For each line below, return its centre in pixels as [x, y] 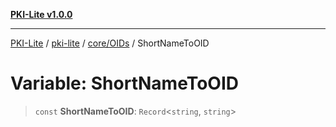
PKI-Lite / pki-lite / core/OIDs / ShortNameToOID [110, 43]
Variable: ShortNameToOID [124, 83]
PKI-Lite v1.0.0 [41, 14]
